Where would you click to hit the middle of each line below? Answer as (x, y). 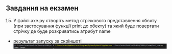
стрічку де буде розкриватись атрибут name (62, 31)
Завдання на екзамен (42, 8)
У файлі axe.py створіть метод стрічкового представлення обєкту (85, 20)
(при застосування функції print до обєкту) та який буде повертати (86, 26)
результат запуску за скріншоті (47, 41)
